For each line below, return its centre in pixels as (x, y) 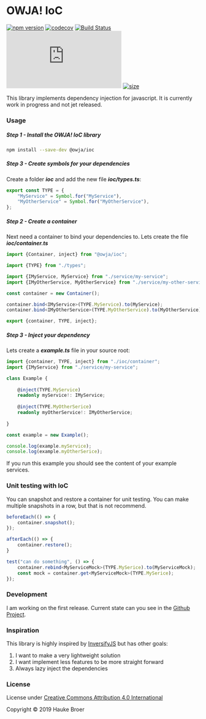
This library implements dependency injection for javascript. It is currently (99, 98)
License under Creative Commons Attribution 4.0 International (85, 698)
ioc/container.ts (27, 243)
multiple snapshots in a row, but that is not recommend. (76, 505)
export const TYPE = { (35, 190)
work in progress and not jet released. (54, 104)
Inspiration (23, 630)
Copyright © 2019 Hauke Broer (45, 710)
